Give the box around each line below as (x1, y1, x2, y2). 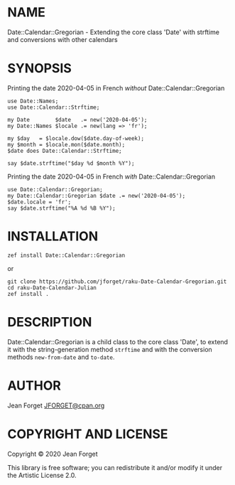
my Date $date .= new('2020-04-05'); (7, 116, 148, 123)
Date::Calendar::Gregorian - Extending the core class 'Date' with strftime (7, 28, 220, 36)
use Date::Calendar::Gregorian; (7, 186, 103, 193)
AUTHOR (7, 378, 62, 393)
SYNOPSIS (7, 60, 72, 77)
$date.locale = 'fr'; (7, 198, 72, 206)
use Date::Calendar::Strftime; (7, 104, 100, 111)
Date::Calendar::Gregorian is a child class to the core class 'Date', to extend (7, 337, 229, 346)
